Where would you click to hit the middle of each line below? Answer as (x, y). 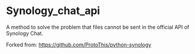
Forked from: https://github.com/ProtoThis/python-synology (79, 45)
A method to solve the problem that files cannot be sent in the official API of (98, 27)
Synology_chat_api (53, 11)
